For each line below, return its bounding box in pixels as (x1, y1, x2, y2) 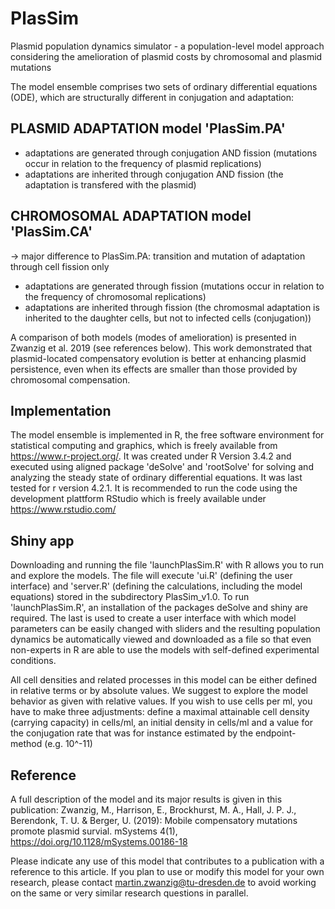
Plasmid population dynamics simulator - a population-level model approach (10, 40, 325, 52)
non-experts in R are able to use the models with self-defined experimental (10, 644, 320, 656)
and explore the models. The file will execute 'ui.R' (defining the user (10, 570, 293, 582)
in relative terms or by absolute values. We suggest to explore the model (10, 685, 308, 697)
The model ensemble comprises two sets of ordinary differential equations (10, 80, 318, 92)
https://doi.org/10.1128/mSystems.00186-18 (10, 836, 188, 847)
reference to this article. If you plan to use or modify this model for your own (10, 866, 325, 877)
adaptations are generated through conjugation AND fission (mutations (24, 147, 318, 159)
